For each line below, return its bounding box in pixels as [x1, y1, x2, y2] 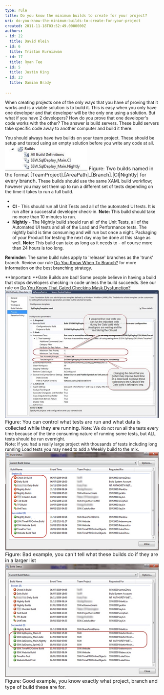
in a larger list [5, 557, 37, 564]
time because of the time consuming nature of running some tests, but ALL [5, 431, 156, 437]
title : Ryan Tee [9, 59, 42, 65]
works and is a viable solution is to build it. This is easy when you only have [5, 104, 157, 110]
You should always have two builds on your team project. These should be [5, 135, 155, 140]
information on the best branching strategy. [5, 265, 93, 271]
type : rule [5, 8, 27, 13]
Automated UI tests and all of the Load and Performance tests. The [12, 224, 147, 230]
